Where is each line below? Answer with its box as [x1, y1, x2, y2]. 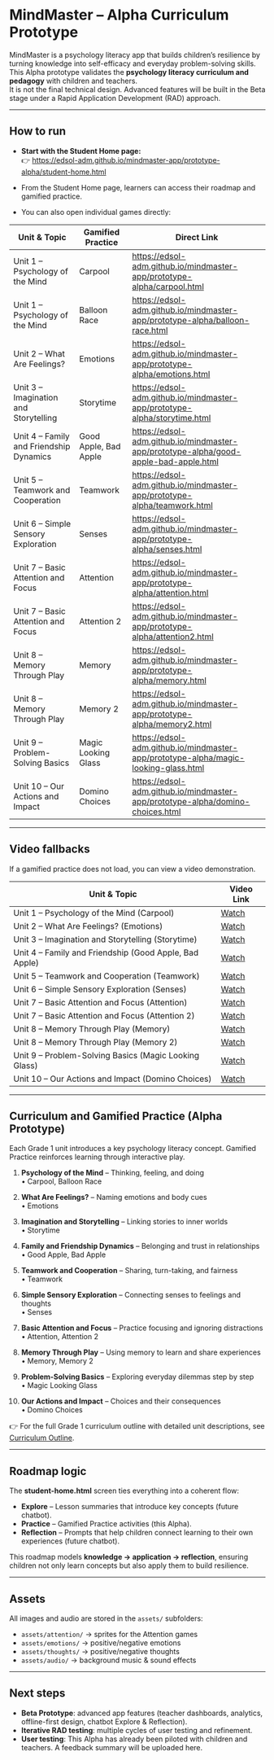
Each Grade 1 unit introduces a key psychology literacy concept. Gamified [9, 1144, 257, 1154]
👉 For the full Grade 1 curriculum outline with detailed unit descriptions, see [9, 1421, 265, 1431]
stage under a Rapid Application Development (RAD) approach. [9, 93, 221, 103]
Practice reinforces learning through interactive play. [9, 1152, 185, 1162]
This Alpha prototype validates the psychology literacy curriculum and [9, 67, 249, 77]
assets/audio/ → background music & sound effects [20, 1655, 197, 1665]
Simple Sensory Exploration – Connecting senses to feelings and [20, 1290, 241, 1300]
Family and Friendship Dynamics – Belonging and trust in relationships [20, 1241, 260, 1251]
